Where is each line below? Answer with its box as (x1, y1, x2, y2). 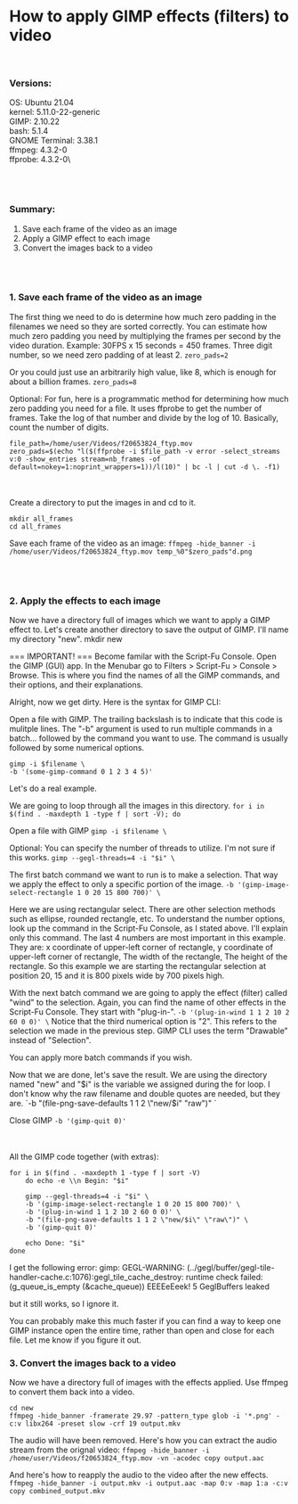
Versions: (9, 77, 52, 89)
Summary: (9, 203, 56, 216)
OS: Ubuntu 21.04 (9, 97, 74, 108)
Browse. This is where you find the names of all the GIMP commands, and (9, 670, 280, 681)
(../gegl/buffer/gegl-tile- (186, 1262, 275, 1273)
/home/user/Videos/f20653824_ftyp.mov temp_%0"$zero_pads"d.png (9, 547, 253, 556)
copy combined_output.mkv (9, 1487, 105, 1496)
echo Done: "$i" (25, 1239, 86, 1248)
